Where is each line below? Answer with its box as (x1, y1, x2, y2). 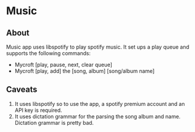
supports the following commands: (6, 50, 91, 57)
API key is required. (14, 107, 63, 114)
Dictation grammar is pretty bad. (14, 119, 94, 126)
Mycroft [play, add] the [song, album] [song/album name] (14, 67, 155, 75)
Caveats (6, 85, 37, 95)
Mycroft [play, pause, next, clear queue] (14, 61, 112, 68)
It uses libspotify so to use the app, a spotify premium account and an (14, 100, 185, 107)
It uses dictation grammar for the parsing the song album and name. (14, 112, 181, 120)
